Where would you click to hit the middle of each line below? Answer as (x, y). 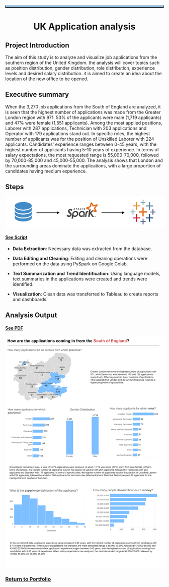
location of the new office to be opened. (47, 79)
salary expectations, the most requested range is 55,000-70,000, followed (82, 155)
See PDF (14, 328)
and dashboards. (30, 299)
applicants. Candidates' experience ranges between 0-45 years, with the (81, 144)
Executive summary (37, 95)
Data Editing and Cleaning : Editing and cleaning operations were (80, 258)
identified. (23, 284)
